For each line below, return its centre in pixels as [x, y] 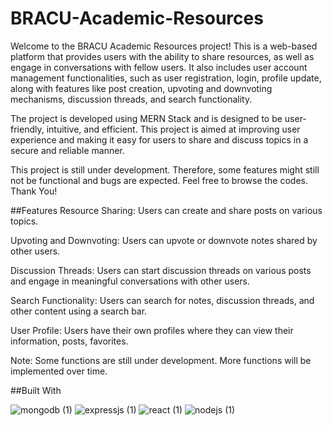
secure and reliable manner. [67, 150]
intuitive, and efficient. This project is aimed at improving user [173, 129]
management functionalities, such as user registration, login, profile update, [166, 78]
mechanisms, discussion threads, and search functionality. [131, 99]
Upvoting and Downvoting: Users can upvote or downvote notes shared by [164, 240]
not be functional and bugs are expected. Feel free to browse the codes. [159, 180]
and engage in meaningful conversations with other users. [130, 281]
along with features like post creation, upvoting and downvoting [141, 88]
